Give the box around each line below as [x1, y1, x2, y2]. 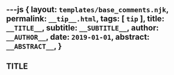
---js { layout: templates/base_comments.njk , [6, 5, 169, 15]
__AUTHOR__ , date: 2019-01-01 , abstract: [6, 32, 150, 42]
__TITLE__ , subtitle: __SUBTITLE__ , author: [6, 23, 159, 33]
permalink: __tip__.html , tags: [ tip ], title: [6, 14, 165, 24]
